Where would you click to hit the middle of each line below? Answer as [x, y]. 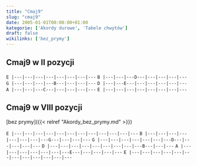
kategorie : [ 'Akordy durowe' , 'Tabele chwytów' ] [67, 28]
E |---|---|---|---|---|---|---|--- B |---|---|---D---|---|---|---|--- [97, 77]
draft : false [22, 33]
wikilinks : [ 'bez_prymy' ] [38, 39]
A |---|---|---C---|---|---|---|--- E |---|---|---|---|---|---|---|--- [97, 89]
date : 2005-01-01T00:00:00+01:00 [47, 22]
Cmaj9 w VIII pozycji [44, 108]
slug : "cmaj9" [24, 17]
